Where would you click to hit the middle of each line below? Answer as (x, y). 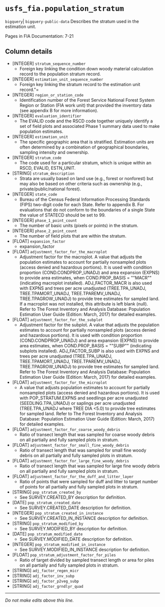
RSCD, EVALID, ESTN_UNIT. (48, 168)
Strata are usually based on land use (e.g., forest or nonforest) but (86, 178)
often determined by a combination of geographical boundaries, (84, 147)
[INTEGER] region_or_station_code (48, 94)
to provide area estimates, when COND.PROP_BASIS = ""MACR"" (86, 277)
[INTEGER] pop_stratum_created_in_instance (58, 513)
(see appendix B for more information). (59, 110)
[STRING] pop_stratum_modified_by (48, 523)
